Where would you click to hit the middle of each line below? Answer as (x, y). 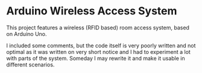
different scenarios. (30, 65)
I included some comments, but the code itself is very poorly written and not (101, 45)
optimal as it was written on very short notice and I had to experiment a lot (99, 51)
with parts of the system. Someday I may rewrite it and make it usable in (96, 58)
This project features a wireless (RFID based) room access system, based (98, 28)
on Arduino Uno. (27, 34)
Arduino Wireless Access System (92, 11)
